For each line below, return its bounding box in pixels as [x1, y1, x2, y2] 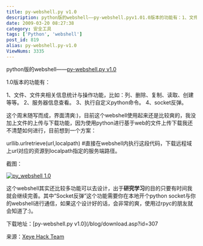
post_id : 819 [6, 37, 39, 43]
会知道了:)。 [6, 207, 37, 215]
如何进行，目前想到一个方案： [22, 126, 97, 134]
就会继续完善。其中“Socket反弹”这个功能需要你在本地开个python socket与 [6, 192, 191, 199]
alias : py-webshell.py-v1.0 [6, 43, 77, 49]
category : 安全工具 [6, 25, 52, 32]
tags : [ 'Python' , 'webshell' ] [6, 31, 83, 37]
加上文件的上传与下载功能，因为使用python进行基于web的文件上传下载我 [6, 119, 188, 126]
